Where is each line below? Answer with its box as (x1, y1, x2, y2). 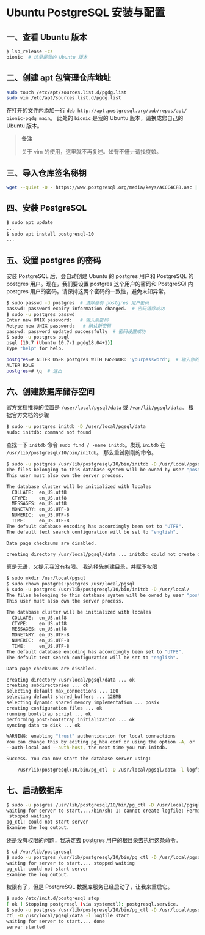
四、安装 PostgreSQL (6, 203, 87, 213)
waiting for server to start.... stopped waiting (6, 860, 135, 866)
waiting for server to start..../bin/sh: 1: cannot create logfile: (6, 808, 184, 814)
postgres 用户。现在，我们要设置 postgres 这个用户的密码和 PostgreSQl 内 (6, 280, 193, 288)
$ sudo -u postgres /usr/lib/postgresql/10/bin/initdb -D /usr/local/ (6, 587, 190, 593)
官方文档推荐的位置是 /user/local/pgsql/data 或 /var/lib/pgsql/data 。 (6, 404, 187, 411)
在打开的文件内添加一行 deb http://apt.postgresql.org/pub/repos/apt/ (6, 107, 187, 114)
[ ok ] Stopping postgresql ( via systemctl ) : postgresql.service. (6, 901, 179, 907)
